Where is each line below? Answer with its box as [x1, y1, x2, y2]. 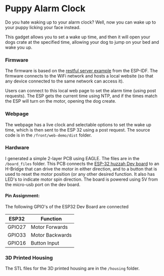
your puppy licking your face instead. [5, 24, 81, 30]
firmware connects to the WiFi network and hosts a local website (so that [5, 73, 154, 79]
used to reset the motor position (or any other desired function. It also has [5, 171, 155, 177]
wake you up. [5, 44, 33, 50]
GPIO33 [7, 232, 26, 239]
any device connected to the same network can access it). [5, 78, 124, 84]
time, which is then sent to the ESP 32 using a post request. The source [5, 127, 150, 133]
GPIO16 [7, 240, 26, 247]
